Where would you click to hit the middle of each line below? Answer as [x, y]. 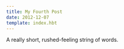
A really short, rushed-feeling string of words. [62, 40]
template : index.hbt [32, 23]
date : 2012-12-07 [28, 17]
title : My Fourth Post [34, 12]
